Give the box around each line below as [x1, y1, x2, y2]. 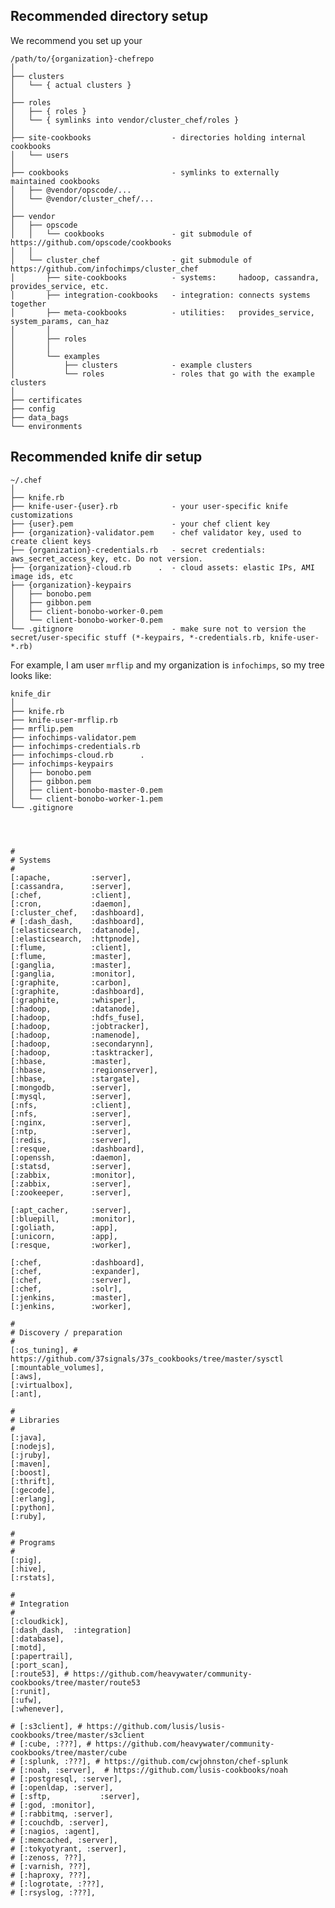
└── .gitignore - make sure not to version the [10, 624, 307, 634]
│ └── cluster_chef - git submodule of [10, 255, 253, 265]
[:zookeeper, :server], [10, 1187, 132, 1198]
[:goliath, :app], [10, 1222, 118, 1233]
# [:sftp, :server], [10, 1791, 141, 1801]
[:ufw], [10, 1695, 43, 1705]
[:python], [10, 1502, 56, 1513]
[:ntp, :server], [10, 1126, 132, 1136]
